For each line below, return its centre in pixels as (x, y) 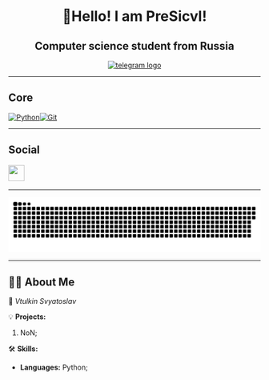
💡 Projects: (27, 317)
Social (24, 150)
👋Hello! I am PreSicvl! (134, 16)
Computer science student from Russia (134, 46)
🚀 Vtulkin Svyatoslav (42, 301)
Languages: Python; (54, 367)
